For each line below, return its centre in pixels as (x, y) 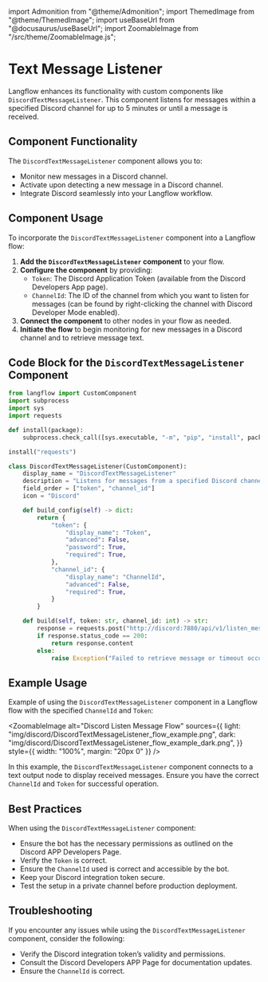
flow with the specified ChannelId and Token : (81, 711)
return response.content (92, 643)
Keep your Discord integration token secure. (92, 877)
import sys (26, 409)
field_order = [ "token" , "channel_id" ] (89, 489)
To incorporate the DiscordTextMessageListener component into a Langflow (132, 238)
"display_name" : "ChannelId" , (115, 577)
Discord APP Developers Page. (71, 852)
